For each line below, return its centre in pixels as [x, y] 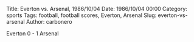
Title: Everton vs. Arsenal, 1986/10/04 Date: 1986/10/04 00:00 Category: [97, 9]
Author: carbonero [49, 22]
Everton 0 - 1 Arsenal [33, 33]
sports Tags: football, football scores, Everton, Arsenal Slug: [81, 15]
